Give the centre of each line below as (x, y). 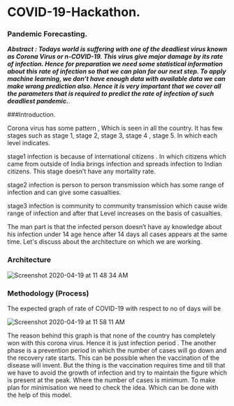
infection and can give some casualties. (64, 192)
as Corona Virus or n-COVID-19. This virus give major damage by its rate (115, 57)
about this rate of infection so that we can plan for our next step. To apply (117, 71)
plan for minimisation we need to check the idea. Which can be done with (113, 388)
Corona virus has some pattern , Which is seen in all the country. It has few (115, 128)
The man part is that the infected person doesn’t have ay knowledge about (115, 227)
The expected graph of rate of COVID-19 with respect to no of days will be (114, 309)
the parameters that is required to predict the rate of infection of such (111, 94)
